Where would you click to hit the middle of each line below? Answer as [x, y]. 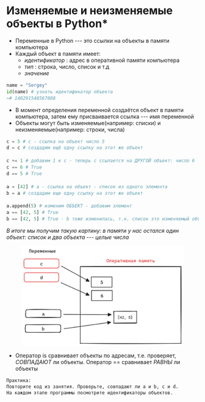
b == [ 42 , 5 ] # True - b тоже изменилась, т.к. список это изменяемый [98, 219]
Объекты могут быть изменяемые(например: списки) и [88, 123]
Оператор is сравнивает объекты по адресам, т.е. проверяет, [95, 355]
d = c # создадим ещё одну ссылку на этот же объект [75, 148]
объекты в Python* [57, 24]
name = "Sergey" [27, 85]
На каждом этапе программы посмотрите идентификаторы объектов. [90, 393]
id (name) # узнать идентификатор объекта [60, 92]
